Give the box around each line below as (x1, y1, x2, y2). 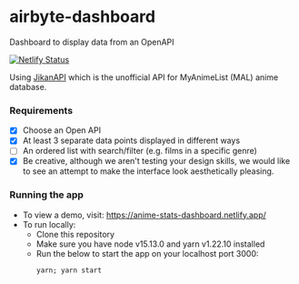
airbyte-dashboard (9, 6, 156, 27)
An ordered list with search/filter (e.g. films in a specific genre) (22, 146, 257, 157)
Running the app (9, 188, 85, 201)
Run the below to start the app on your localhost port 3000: (35, 248, 259, 259)
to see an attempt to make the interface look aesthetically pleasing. (22, 166, 274, 177)
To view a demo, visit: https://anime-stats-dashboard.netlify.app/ (22, 209, 266, 220)
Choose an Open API (22, 125, 102, 136)
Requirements (9, 104, 74, 117)
